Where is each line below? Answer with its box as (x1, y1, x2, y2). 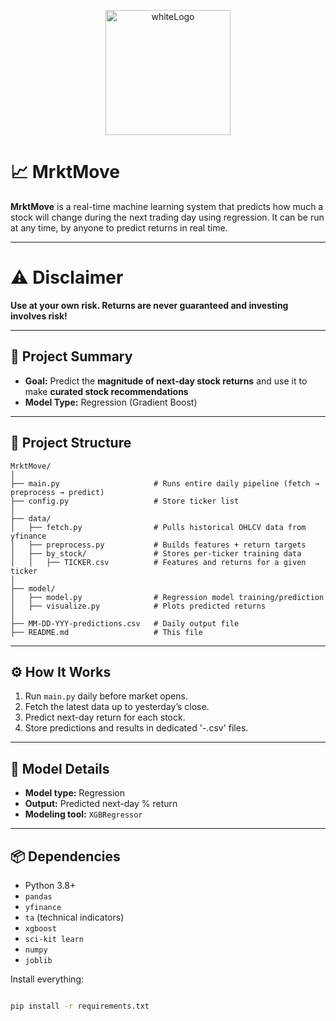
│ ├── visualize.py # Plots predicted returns (10, 601, 267, 611)
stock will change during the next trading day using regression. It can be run (10, 211, 325, 223)
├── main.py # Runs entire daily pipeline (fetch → (10, 478, 320, 489)
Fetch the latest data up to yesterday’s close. (24, 701, 210, 713)
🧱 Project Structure (10, 435, 132, 452)
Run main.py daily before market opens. (24, 690, 188, 702)
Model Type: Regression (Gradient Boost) (24, 396, 198, 408)
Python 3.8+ (24, 879, 77, 891)
